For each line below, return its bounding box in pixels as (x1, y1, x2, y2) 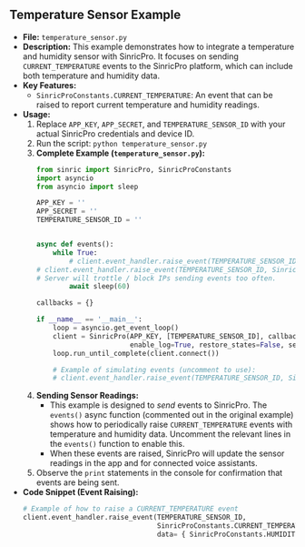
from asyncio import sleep (35, 182, 139, 191)
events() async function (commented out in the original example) (49, 410, 294, 420)
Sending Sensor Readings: (35, 390, 139, 401)
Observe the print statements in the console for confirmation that (35, 468, 283, 479)
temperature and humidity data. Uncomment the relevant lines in (49, 429, 291, 440)
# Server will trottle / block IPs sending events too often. (35, 273, 277, 283)
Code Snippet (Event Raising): (22, 487, 139, 498)
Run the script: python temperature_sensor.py (35, 137, 207, 148)
